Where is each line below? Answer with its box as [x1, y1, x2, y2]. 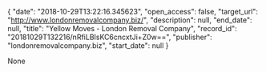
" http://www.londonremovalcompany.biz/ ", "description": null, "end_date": [7, 15, 252, 25]
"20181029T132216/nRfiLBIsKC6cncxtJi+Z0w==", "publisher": [7, 32, 213, 42]
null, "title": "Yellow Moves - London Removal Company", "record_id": [7, 24, 237, 33]
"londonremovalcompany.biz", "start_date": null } [7, 41, 169, 50]
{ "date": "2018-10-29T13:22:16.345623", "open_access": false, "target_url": [7, 7, 258, 16]
